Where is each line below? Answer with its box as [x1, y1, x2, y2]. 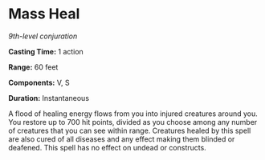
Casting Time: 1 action [8, 46, 84, 56]
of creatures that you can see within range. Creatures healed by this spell [8, 126, 251, 135]
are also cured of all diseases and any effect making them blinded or [8, 134, 235, 144]
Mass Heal [8, 5, 80, 23]
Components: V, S [8, 78, 70, 87]
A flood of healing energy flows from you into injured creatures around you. [8, 109, 259, 118]
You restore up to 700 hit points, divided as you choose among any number [8, 117, 258, 126]
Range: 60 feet [8, 62, 59, 72]
